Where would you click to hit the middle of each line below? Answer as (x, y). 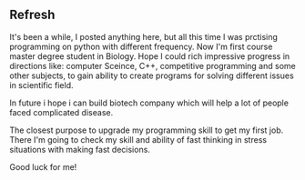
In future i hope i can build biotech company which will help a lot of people (149, 103)
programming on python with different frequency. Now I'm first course (141, 46)
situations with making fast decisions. (80, 149)
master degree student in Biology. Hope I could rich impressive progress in (150, 56)
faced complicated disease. (61, 112)
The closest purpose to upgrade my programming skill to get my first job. (147, 130)
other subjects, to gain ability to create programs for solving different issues (152, 75)
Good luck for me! (43, 166)
